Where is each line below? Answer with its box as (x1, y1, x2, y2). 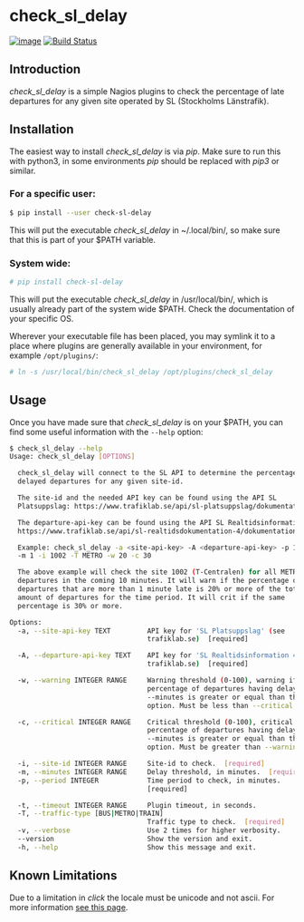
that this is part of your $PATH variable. (9, 234, 157, 245)
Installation (9, 121, 74, 137)
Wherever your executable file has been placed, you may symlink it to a (9, 330, 276, 341)
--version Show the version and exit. (17, 835, 253, 844)
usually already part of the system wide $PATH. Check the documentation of (9, 303, 295, 314)
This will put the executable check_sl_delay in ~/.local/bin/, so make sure (9, 224, 280, 236)
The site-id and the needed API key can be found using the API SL (17, 493, 278, 503)
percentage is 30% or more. (17, 601, 124, 610)
